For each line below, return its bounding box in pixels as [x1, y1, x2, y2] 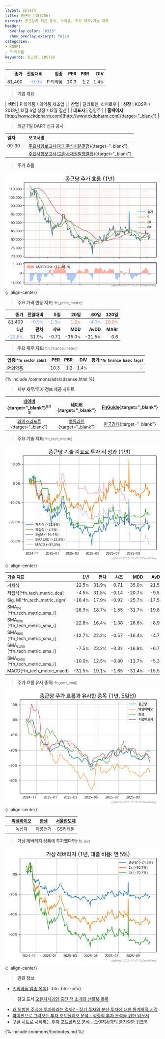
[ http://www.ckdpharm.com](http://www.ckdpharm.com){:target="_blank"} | [5, 113, 160, 119]
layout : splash [5, 8, 36, 13]
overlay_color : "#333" [9, 29, 56, 34]
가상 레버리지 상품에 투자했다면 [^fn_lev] [17, 838, 90, 844]
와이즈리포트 [17, 418, 42, 424]
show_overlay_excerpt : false [9, 34, 69, 39]
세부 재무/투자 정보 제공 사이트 [17, 386, 75, 392]
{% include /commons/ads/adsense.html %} [5, 377, 95, 382]
